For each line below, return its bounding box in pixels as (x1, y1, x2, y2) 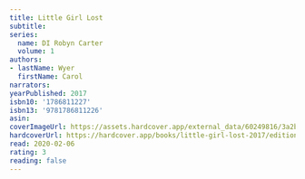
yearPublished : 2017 (9, 89, 88, 98)
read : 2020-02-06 (9, 139, 75, 148)
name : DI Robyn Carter (17, 38, 103, 48)
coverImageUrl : (9, 123, 67, 132)
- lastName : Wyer (9, 64, 75, 73)
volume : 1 (17, 47, 54, 56)
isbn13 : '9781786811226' (9, 106, 103, 115)
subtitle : (9, 22, 47, 31)
